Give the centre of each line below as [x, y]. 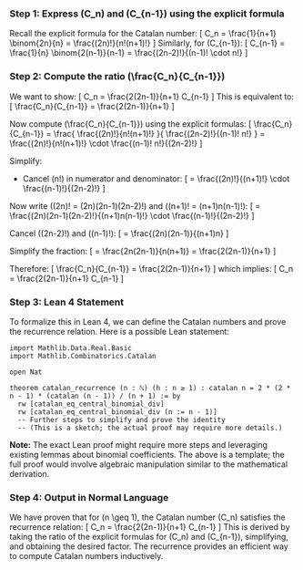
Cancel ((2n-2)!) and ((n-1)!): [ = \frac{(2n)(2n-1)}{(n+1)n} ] [119, 233]
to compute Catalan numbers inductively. [86, 556]
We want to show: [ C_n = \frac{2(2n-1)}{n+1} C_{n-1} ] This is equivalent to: [151, 96]
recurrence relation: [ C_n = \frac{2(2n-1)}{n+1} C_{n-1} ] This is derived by [150, 527]
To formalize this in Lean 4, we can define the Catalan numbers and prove [148, 321]
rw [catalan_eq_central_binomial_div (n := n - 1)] [118, 412]
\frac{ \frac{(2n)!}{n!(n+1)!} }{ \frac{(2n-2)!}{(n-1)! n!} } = [159, 133]
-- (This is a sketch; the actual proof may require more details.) [150, 428]
